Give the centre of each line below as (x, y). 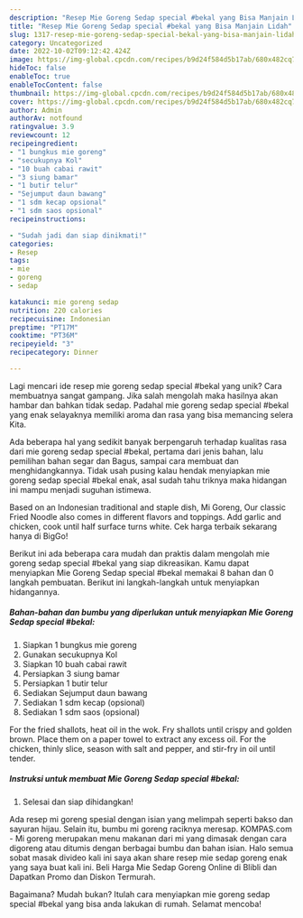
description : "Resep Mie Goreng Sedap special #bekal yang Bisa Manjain (149, 18)
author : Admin (36, 110)
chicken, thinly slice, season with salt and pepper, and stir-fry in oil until (142, 748)
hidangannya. (35, 591)
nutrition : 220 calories (56, 311)
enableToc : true (40, 77)
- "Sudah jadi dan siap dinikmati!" (78, 236)
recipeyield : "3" (42, 344)
